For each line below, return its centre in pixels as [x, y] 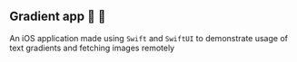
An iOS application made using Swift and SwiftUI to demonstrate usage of [149, 38]
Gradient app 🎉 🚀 [58, 17]
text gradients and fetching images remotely [92, 48]
